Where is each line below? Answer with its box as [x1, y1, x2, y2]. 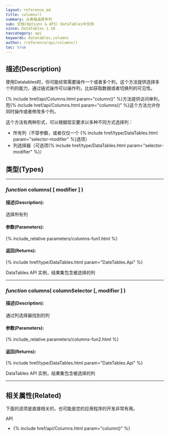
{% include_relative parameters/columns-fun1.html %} [6, 235, 118, 242]
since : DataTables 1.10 [6, 26, 56, 31]
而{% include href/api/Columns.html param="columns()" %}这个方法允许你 [6, 102, 160, 108]
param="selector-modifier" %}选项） [13, 136, 90, 142]
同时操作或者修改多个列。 [6, 109, 59, 115]
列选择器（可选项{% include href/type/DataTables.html [13, 142, 126, 149]
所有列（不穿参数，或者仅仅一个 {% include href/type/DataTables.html [13, 130, 158, 136]
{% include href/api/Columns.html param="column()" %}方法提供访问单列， [6, 96, 162, 102]
